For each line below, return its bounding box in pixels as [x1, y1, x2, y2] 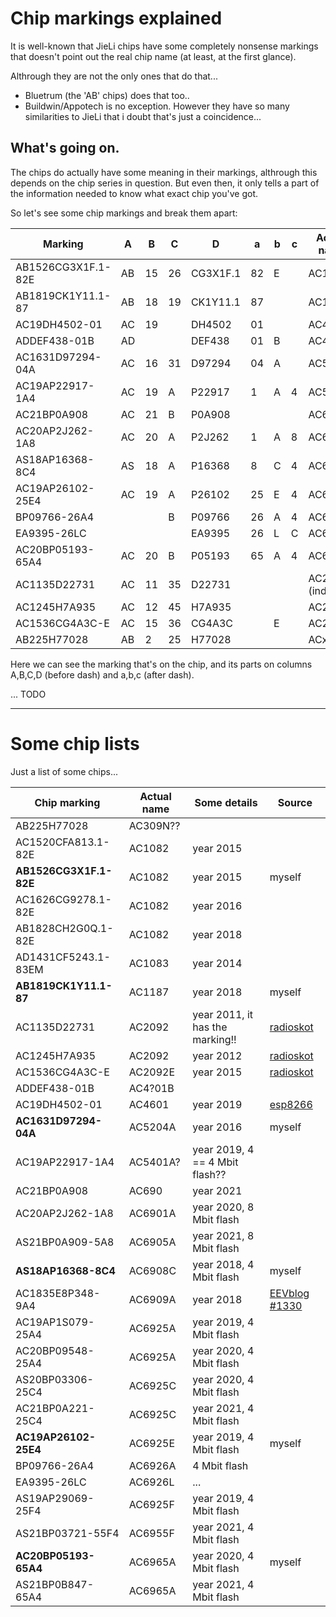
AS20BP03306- [15, 1372, 94, 1386]
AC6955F [128, 1526, 175, 1540]
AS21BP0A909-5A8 [15, 1235, 115, 1249]
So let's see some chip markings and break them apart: [10, 207, 238, 219]
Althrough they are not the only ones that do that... [10, 70, 218, 82]
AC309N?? [128, 818, 181, 832]
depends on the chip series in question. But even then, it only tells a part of [10, 177, 320, 189]
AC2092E [128, 1065, 175, 1079]
